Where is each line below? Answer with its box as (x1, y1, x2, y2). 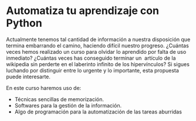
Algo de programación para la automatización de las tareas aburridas (14, 108, 182, 115)
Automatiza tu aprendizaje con (6, 4, 160, 18)
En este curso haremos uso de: (6, 84, 82, 91)
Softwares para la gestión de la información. (14, 102, 122, 109)
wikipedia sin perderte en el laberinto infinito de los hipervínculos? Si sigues (6, 60, 190, 68)
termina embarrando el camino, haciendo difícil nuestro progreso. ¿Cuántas (6, 42, 189, 49)
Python (6, 16, 42, 30)
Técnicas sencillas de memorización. (14, 95, 104, 103)
